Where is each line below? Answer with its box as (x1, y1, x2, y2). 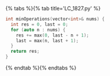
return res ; (10, 49, 40, 55)
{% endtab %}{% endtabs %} (5, 64, 77, 71)
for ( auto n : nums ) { (10, 27, 66, 32)
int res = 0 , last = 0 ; (10, 21, 68, 27)
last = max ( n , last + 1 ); (16, 38, 79, 44)
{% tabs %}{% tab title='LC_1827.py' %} (5, 5, 101, 12)
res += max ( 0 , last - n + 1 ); (16, 32, 90, 38)
